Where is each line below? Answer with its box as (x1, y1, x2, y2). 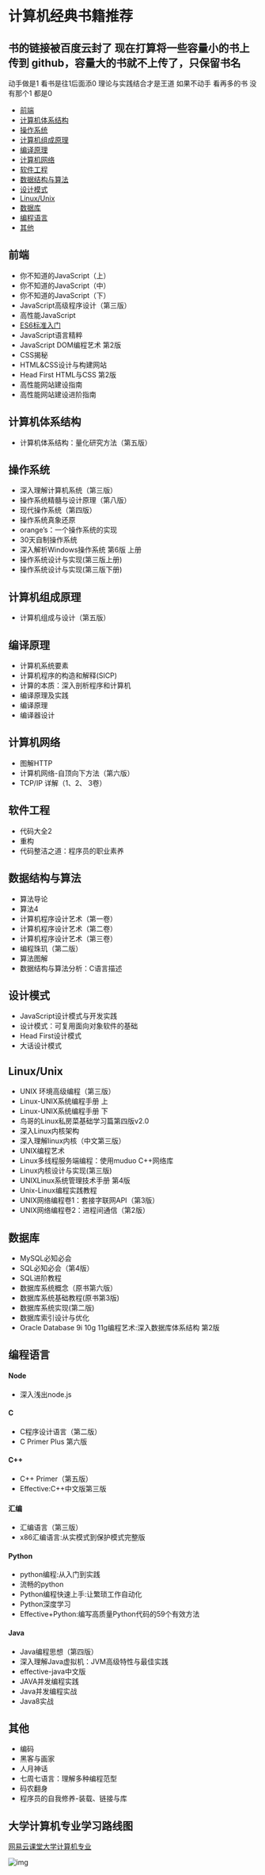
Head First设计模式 (19, 1031, 81, 1041)
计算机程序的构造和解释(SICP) (19, 671, 117, 680)
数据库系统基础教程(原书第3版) (19, 1293, 120, 1303)
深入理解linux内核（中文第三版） (19, 1136, 126, 1146)
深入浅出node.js (19, 1389, 73, 1399)
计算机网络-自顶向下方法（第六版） (19, 768, 134, 778)
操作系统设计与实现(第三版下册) (19, 564, 123, 575)
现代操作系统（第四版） (19, 505, 97, 515)
